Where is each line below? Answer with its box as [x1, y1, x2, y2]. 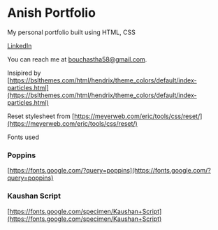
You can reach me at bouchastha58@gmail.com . [7, 55, 147, 64]
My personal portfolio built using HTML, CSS [7, 28, 136, 36]
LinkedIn [7, 41, 32, 50]
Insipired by [7, 69, 41, 77]
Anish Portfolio [7, 5, 96, 21]
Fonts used [7, 133, 40, 141]
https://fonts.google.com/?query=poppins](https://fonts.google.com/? [9, 166, 212, 175]
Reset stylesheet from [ [7, 112, 75, 120]
